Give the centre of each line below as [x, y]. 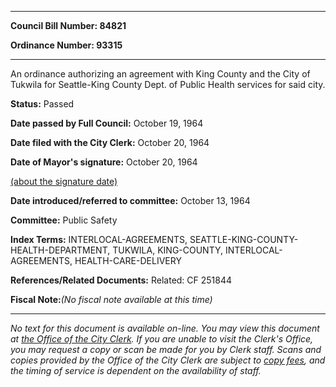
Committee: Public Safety [64, 220]
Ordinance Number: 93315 [66, 45]
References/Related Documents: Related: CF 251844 [121, 280]
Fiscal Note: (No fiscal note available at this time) [111, 299]
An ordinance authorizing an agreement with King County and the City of [160, 74]
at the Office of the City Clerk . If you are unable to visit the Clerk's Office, [162, 339]
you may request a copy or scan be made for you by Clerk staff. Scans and [166, 349]
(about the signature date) [64, 181]
